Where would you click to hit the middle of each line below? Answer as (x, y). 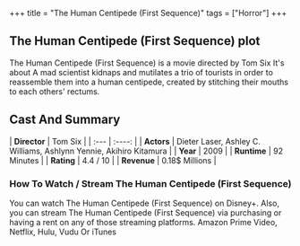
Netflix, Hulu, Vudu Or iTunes (63, 232)
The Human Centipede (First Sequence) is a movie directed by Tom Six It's (147, 63)
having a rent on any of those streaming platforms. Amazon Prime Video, (143, 222)
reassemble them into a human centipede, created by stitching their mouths (149, 82)
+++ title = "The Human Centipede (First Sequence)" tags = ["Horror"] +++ (148, 13)
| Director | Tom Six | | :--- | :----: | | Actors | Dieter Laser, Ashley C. (135, 141)
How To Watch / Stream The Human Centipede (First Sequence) (150, 183)
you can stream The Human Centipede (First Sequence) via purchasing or (146, 212)
